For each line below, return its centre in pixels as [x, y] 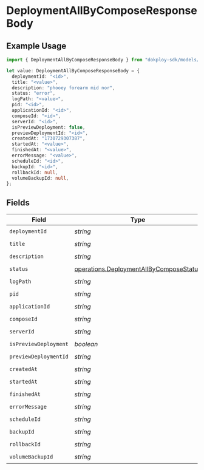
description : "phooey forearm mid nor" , [63, 88]
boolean [86, 344]
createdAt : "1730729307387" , [49, 138]
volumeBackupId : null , [40, 178]
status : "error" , [34, 94]
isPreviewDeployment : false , [49, 127]
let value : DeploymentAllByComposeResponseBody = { [73, 70]
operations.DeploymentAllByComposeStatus [138, 269]
